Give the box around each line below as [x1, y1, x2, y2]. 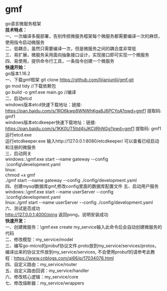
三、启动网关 [5, 150, 31, 156]
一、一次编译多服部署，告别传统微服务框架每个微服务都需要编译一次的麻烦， [5, 33, 163, 39]
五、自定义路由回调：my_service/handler [5, 268, 89, 274]
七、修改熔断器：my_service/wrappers [5, 280, 85, 286]
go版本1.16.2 [5, 70, 30, 76]
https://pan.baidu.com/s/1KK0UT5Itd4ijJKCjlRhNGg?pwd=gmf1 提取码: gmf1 [5, 126, 161, 132]
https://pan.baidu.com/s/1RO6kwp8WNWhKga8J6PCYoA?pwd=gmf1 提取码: [5, 108, 162, 114]
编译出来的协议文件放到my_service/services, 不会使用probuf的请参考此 [5, 249, 151, 255]
